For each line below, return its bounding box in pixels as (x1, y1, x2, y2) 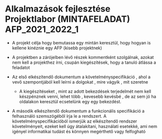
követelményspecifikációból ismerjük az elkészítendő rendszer (12, 118, 137, 124)
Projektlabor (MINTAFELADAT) (5, 14, 131, 25)
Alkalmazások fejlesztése (5, 3, 111, 14)
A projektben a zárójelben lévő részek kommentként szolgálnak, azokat (12, 54, 154, 60)
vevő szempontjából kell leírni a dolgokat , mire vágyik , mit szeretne (12, 79, 148, 85)
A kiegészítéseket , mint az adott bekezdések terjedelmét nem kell (19, 88, 151, 94)
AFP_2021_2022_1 (5, 24, 79, 35)
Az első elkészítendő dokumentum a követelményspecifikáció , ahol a (12, 74, 151, 80)
